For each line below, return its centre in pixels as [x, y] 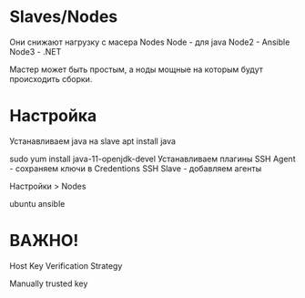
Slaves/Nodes [64, 17]
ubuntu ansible [37, 203]
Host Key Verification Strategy [66, 265]
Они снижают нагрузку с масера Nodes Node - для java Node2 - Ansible [150, 42]
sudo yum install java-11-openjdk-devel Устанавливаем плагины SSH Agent [152, 159]
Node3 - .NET [36, 51]
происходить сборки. [51, 78]
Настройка [53, 116]
